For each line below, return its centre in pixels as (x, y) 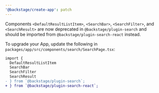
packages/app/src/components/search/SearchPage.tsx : (60, 49)
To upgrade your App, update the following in (51, 44)
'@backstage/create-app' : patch (38, 10)
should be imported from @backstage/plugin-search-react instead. (73, 34)
